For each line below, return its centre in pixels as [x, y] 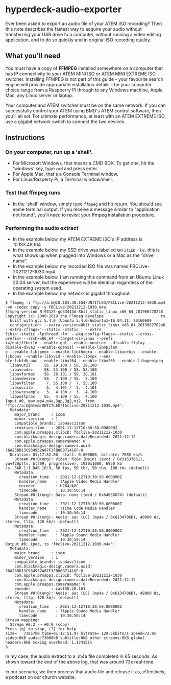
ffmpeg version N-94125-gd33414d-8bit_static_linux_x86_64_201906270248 [84, 312]
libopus [14, 357]
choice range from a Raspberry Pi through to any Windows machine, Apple [84, 90]
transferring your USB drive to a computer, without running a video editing [83, 34]
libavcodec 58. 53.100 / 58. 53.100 [53, 370]
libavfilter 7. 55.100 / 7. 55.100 [53, 383]
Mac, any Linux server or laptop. [39, 95]
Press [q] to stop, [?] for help [41, 629]
